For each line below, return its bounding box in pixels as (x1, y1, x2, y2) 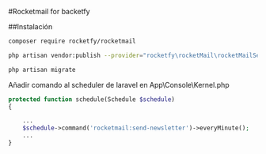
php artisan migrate (8, 66, 77, 73)
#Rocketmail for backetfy (8, 7, 90, 16)
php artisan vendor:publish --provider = (8, 51, 144, 59)
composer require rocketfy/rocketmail (8, 37, 136, 45)
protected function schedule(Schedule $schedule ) (8, 95, 176, 103)
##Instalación (8, 22, 53, 31)
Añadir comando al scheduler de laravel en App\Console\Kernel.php (8, 80, 230, 89)
